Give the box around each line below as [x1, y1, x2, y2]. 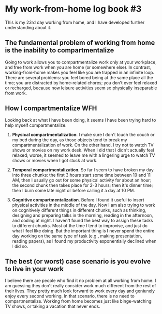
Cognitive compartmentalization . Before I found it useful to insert [12, 197, 144, 202]
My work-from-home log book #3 [5, 3, 142, 15]
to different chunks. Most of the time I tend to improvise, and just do [12, 222, 147, 229]
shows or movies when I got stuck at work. [12, 157, 98, 163]
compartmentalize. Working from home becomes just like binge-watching [5, 298, 152, 304]
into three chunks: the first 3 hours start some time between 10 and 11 [12, 172, 151, 178]
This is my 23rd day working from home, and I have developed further [5, 19, 145, 25]
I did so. [12, 243, 28, 249]
